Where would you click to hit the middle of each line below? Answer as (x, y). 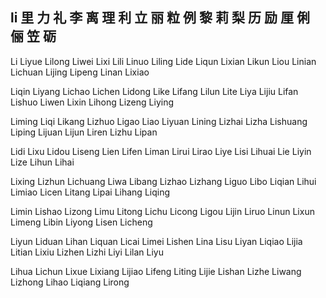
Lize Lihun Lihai (42, 162)
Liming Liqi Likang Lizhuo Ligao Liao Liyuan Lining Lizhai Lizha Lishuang (159, 121)
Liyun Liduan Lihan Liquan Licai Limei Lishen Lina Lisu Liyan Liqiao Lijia (156, 241)
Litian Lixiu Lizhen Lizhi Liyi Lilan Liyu (87, 252)
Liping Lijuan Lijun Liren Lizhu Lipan (84, 132)
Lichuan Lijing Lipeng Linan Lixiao (80, 72)
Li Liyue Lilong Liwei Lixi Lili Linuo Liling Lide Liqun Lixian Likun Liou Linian (163, 61)
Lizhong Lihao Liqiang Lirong (70, 282)
